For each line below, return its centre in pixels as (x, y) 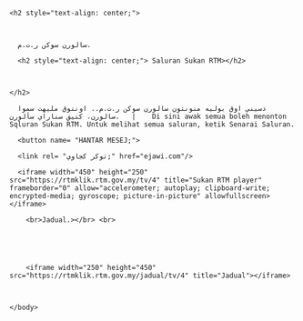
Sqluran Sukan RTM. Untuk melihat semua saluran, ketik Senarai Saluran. (152, 125)
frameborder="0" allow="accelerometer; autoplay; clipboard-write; (140, 188)
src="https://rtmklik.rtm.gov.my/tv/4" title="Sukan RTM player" (136, 180)
